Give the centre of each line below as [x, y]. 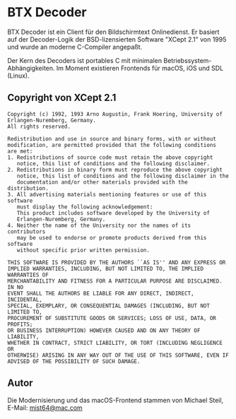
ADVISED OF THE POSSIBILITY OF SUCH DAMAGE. [74, 361]
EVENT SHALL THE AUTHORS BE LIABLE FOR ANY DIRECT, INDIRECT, [101, 293]
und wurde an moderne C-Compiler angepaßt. [75, 47]
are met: [20, 151]
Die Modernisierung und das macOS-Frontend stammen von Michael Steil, [116, 400]
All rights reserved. [39, 126]
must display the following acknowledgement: [85, 207]
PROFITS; [20, 324]
